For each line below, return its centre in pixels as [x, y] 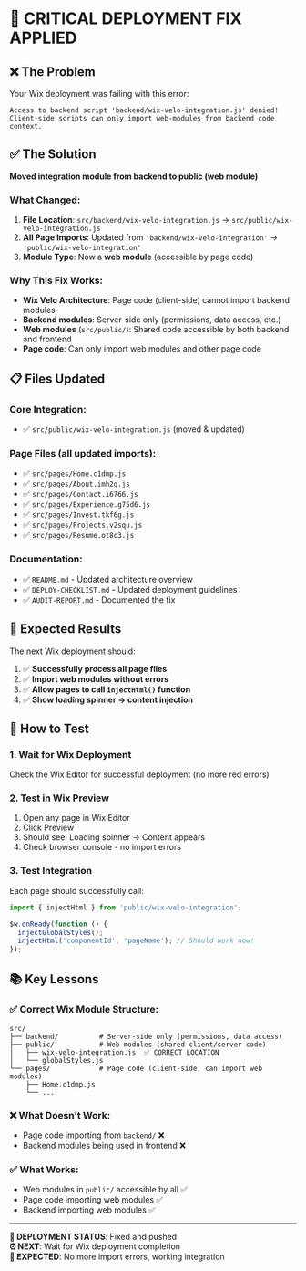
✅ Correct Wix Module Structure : [84, 1010]
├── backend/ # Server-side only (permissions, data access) [146, 1036]
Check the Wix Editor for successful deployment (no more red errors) [140, 774]
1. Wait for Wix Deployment [71, 754]
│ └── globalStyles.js [56, 1060]
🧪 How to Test [49, 728]
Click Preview [48, 828]
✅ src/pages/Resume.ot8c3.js [78, 535]
